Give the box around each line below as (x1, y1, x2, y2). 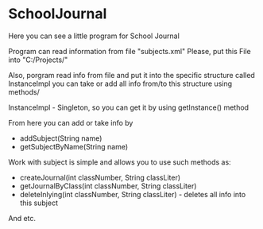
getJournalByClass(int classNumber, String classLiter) (19, 180, 197, 191)
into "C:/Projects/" (8, 55, 68, 64)
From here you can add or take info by (8, 118, 133, 127)
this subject (19, 198, 58, 208)
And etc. (8, 213, 37, 223)
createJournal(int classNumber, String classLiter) (19, 173, 181, 182)
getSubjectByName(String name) (19, 142, 129, 151)
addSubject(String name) (19, 133, 102, 143)
